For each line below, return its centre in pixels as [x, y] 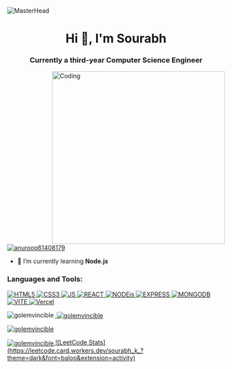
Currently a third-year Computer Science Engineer [116, 60]
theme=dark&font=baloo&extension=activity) [71, 358]
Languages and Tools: [45, 279]
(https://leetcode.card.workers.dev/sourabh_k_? [75, 351]
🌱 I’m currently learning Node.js [62, 261]
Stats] [97, 343]
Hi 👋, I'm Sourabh [116, 39]
